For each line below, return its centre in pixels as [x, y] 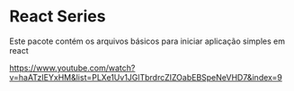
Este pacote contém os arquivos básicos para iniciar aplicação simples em [147, 41]
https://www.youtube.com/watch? [72, 68]
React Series [58, 17]
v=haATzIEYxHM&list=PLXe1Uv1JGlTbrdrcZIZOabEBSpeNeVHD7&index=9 [146, 77]
